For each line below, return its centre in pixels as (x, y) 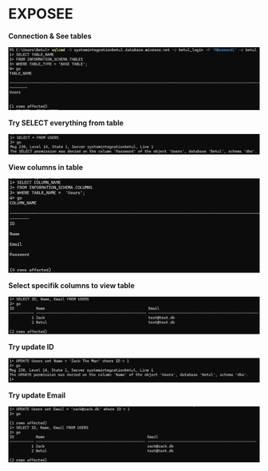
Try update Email (37, 395)
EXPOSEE (41, 14)
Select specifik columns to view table (71, 285)
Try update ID (31, 346)
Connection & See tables (50, 36)
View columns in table (46, 168)
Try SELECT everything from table (66, 123)
